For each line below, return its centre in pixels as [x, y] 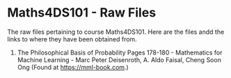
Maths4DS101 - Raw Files [82, 13]
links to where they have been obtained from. [72, 39]
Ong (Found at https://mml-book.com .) [73, 67]
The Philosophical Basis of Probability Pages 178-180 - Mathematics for [120, 52]
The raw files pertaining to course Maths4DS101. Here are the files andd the [116, 32]
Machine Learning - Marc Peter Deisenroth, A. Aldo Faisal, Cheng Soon [119, 59]
